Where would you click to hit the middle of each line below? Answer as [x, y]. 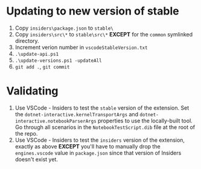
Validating [32, 91]
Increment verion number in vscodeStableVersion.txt [81, 47]
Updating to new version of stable [93, 11]
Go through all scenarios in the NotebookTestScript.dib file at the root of [105, 127]
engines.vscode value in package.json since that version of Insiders [98, 153]
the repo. [26, 133]
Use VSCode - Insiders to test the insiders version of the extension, [100, 140]
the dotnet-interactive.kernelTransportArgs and [77, 114]
